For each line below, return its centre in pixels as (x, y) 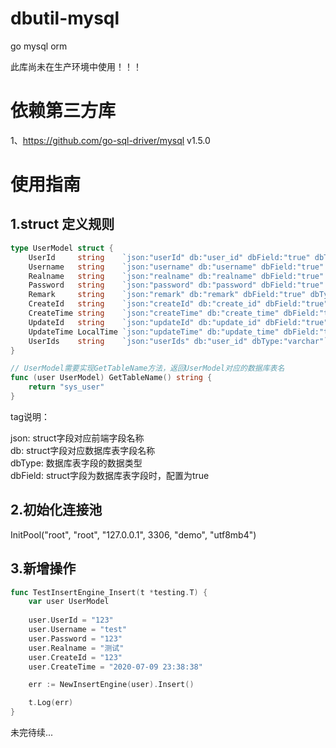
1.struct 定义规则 (62, 224)
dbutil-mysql (65, 18)
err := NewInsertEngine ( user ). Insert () (111, 685)
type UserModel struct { (62, 248)
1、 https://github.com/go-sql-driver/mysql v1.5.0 (110, 140)
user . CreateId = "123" (75, 657)
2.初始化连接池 (56, 510)
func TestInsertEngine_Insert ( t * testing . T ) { (109, 592)
